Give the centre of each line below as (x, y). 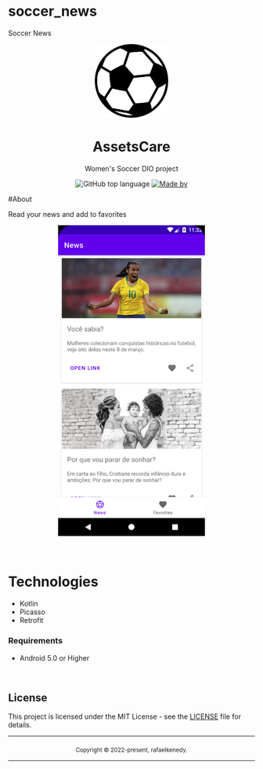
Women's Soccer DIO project (131, 168)
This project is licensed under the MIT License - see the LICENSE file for (124, 716)
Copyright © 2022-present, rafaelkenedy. (131, 750)
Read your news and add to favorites (67, 214)
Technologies (54, 582)
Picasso (32, 612)
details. (20, 725)
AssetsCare (131, 147)
